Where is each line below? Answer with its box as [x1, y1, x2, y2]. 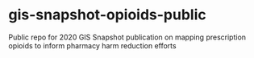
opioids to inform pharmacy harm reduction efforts [8, 40, 177, 50]
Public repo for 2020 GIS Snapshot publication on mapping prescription [8, 32, 247, 42]
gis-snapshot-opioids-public [8, 6, 207, 24]
